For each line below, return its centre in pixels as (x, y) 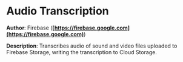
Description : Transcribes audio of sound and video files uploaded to (92, 46)
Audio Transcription (58, 11)
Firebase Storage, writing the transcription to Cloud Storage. (82, 52)
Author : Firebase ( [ (30, 28)
